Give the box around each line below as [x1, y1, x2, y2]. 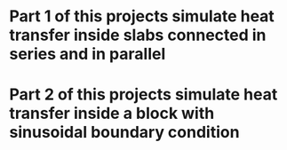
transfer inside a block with [9, 104, 215, 123]
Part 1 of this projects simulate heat [9, 6, 275, 27]
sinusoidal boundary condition [9, 122, 240, 143]
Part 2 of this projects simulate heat [9, 84, 278, 105]
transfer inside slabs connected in [9, 25, 267, 45]
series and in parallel [9, 44, 166, 64]
